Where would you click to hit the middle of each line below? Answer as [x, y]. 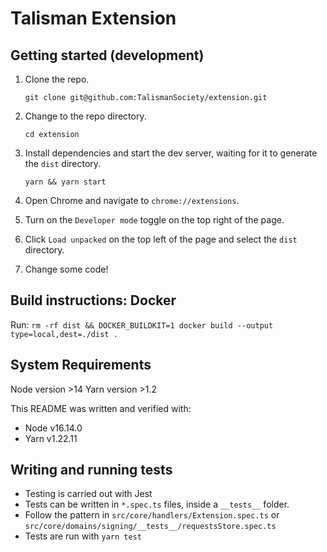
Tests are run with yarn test [83, 536]
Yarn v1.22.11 [51, 438]
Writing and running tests [91, 470]
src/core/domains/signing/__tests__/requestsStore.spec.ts [150, 527]
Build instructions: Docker [93, 300]
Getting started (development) [107, 55]
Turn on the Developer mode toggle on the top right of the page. [154, 220]
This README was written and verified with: [101, 408]
